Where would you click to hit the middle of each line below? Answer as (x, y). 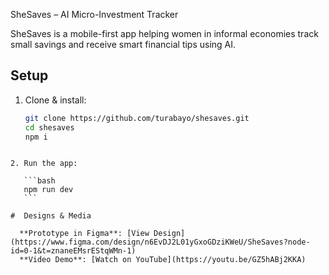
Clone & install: (55, 100)
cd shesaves (49, 127)
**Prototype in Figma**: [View (84, 234)
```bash (39, 181)
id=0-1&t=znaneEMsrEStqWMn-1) (73, 251)
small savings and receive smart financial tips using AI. (123, 44)
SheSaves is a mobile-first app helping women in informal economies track (164, 33)
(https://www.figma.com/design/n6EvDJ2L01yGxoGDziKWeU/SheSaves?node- (160, 242)
